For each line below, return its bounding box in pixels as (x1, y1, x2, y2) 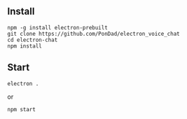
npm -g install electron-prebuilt (7, 24, 109, 31)
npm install (7, 42, 42, 50)
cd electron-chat (7, 36, 58, 43)
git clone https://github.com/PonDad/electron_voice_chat (7, 30, 180, 37)
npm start (7, 106, 36, 113)
